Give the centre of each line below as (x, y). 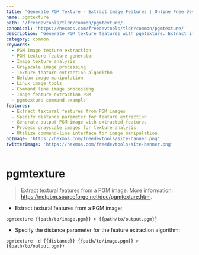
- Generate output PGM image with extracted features (79, 122)
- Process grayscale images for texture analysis (74, 128)
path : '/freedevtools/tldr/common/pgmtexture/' (66, 23)
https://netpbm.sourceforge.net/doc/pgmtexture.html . (86, 196)
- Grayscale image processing (49, 67)
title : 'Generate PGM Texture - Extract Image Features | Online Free (95, 12)
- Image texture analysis (44, 61)
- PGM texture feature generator (53, 56)
